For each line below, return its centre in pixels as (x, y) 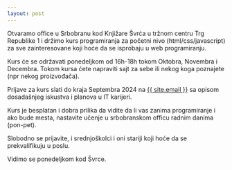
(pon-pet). (22, 124)
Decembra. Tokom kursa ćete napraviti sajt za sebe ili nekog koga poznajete (116, 68)
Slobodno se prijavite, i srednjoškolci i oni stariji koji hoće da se (97, 138)
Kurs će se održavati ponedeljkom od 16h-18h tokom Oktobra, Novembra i (113, 61)
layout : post (26, 13)
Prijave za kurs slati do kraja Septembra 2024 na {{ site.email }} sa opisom (113, 89)
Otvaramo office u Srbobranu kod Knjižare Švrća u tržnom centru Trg (106, 33)
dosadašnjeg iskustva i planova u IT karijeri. (70, 97)
